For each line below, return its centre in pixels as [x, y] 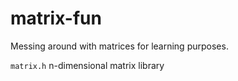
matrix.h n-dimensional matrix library [87, 65]
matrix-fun [56, 18]
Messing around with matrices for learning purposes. [119, 46]
